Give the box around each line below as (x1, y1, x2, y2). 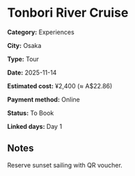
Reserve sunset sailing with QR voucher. (7, 161, 123, 169)
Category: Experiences (7, 28, 74, 36)
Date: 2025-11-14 (7, 68, 57, 77)
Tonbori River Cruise (7, 5, 129, 21)
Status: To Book (7, 109, 54, 117)
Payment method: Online (7, 95, 80, 104)
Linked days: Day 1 (7, 122, 63, 130)
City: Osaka (7, 41, 42, 49)
